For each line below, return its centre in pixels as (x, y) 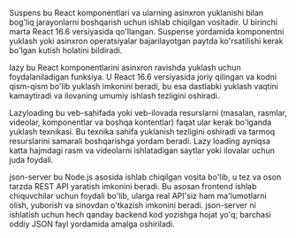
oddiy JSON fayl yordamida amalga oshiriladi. (92, 224)
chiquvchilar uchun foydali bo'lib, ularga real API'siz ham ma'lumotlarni (138, 196)
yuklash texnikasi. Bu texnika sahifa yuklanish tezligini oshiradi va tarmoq (142, 131)
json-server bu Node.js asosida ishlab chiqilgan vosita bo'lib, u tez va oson (145, 177)
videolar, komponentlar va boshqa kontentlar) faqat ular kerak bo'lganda (140, 122)
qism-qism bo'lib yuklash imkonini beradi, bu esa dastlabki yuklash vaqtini (144, 86)
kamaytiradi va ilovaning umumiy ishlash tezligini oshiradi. (114, 96)
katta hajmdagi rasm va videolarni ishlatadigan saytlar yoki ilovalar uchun (142, 150)
